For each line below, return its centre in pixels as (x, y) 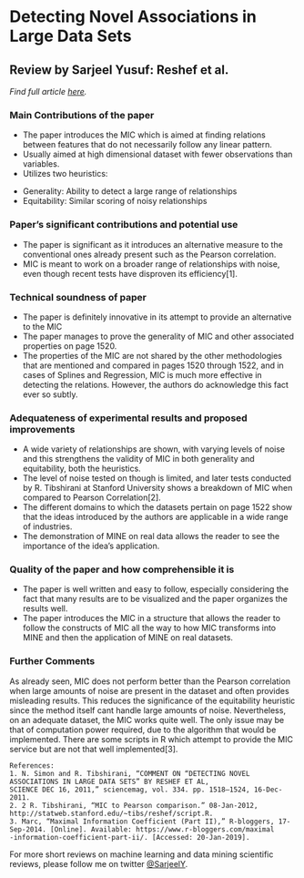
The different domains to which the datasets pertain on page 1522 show (157, 507)
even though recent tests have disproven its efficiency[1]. (130, 273)
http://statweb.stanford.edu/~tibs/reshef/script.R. (111, 813)
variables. (41, 164)
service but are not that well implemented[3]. (94, 749)
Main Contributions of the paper (82, 115)
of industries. (47, 526)
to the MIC (42, 326)
